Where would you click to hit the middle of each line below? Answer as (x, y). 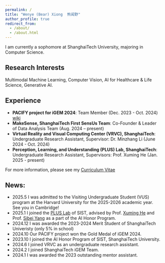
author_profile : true (27, 19)
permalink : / (19, 10)
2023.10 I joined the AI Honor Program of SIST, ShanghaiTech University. (86, 239)
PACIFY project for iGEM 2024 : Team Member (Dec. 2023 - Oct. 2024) (85, 113)
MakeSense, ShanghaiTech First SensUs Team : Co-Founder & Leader (84, 123)
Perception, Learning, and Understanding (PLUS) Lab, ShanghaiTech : (85, 149)
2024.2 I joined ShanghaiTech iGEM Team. (56, 250)
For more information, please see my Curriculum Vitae (60, 170)
